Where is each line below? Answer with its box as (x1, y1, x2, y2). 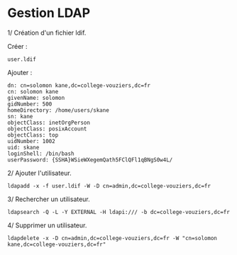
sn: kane (7, 113, 33, 120)
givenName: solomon (7, 94, 65, 101)
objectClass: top (7, 131, 59, 139)
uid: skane (7, 144, 40, 151)
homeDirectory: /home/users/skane (7, 106, 110, 114)
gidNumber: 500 (7, 101, 53, 108)
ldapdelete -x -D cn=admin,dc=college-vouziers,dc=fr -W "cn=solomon (7, 234, 218, 242)
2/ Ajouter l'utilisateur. (7, 169, 72, 177)
